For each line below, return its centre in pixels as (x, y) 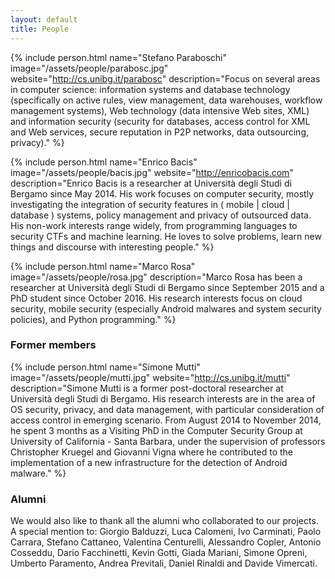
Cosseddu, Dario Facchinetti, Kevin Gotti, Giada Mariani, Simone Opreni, (159, 553)
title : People (40, 29)
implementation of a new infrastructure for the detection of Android (149, 462)
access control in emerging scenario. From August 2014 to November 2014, (166, 420)
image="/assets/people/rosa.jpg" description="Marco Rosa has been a (156, 277)
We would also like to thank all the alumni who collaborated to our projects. (164, 521)
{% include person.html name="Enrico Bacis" (104, 162)
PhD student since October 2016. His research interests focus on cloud (156, 298)
